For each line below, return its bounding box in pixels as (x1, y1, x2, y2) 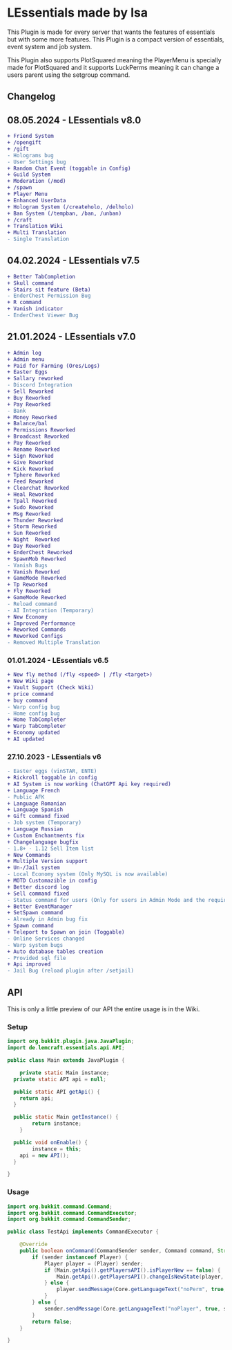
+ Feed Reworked (7, 478, 54, 486)
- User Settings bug (7, 158, 67, 166)
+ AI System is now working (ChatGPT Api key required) (7, 781, 171, 788)
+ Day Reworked (7, 542, 51, 550)
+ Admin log (7, 349, 41, 356)
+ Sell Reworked (7, 388, 54, 396)
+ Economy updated (7, 729, 60, 736)
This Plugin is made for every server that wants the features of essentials (7, 28, 215, 36)
